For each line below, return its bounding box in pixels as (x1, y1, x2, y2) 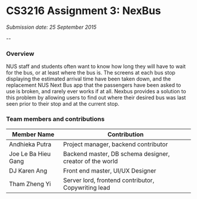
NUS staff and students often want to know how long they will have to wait (6, 63, 186, 70)
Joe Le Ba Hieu (9, 150, 51, 158)
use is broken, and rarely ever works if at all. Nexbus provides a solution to (6, 88, 186, 95)
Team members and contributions (6, 115, 105, 123)
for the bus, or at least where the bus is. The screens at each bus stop (6, 69, 176, 76)
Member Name (12, 130, 55, 139)
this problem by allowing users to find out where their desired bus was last (6, 94, 186, 101)
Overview (6, 49, 35, 58)
